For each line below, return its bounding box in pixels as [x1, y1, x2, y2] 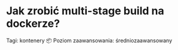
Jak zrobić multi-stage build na [6, 4, 165, 18]
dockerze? [6, 17, 60, 30]
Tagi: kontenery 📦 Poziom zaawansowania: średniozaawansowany [6, 37, 173, 44]
